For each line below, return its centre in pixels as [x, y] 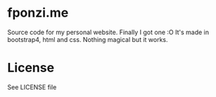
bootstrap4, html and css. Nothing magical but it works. [88, 39]
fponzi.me [38, 13]
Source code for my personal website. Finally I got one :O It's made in [108, 32]
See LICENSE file [32, 87]
